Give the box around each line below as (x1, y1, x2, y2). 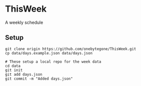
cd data (5, 63, 21, 69)
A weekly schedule (5, 19, 43, 25)
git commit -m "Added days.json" (5, 76, 73, 81)
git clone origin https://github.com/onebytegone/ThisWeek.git (5, 46, 137, 52)
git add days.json (5, 72, 42, 77)
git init (5, 68, 23, 72)
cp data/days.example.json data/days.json (5, 51, 93, 55)
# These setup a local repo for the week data (5, 59, 101, 64)
